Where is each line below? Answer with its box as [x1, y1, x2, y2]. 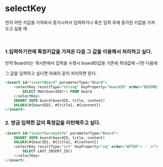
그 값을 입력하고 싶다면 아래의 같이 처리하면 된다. [5, 71, 97, 76]
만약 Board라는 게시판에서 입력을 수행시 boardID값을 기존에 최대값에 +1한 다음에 [5, 60, 158, 66]
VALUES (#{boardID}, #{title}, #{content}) [14, 103, 101, 107]
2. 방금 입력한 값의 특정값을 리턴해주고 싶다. [5, 120, 101, 126]
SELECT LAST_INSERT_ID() [22, 149, 73, 154]
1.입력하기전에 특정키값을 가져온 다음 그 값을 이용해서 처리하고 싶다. [5, 48, 153, 55]
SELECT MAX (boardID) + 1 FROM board [22, 89, 92, 94]
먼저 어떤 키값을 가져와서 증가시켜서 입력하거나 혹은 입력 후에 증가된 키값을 [5, 19, 147, 25]
